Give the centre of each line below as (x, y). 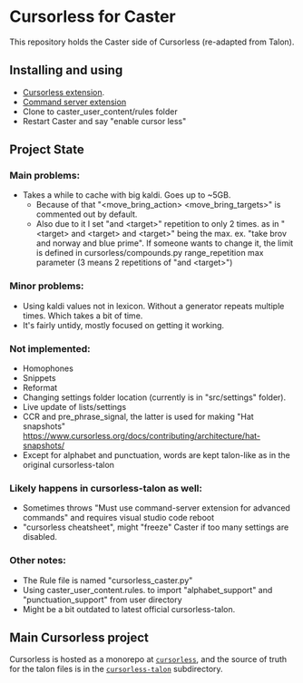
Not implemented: (50, 348)
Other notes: (38, 561)
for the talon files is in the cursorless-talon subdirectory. (117, 669)
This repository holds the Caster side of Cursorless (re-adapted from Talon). (152, 42)
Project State (47, 150)
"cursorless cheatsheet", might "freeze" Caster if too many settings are (156, 527)
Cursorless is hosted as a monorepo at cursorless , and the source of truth (148, 659)
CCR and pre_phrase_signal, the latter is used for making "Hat (138, 417)
